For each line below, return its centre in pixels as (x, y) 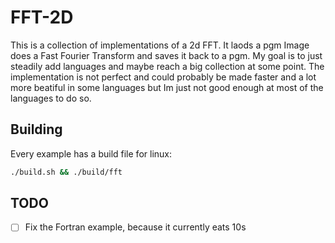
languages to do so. (51, 98)
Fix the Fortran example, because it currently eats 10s (135, 227)
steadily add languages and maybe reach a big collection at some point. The (167, 66)
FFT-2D (42, 17)
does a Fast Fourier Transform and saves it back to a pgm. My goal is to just (166, 55)
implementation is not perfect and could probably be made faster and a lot (163, 77)
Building (36, 129)
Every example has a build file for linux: (91, 153)
